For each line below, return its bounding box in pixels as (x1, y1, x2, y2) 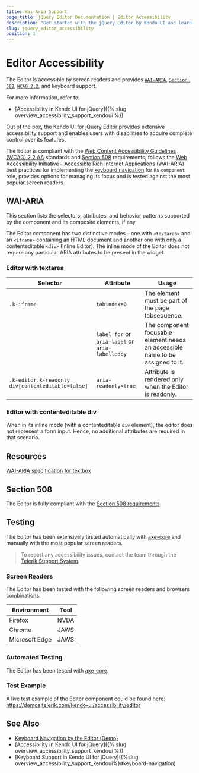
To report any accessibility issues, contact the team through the (20, 551, 176, 558)
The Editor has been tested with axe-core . (6, 667, 109, 674)
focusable (144, 328, 172, 337)
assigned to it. (144, 358, 184, 366)
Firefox (9, 616, 28, 624)
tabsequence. (144, 312, 183, 320)
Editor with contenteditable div (6, 408, 97, 416)
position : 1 (6, 31, 36, 37)
